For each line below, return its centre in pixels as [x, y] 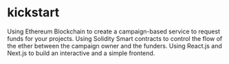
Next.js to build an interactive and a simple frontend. [81, 53]
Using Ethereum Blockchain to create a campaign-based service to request [113, 31]
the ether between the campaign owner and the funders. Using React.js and [115, 46]
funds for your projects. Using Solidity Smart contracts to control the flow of [115, 38]
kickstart [33, 13]
